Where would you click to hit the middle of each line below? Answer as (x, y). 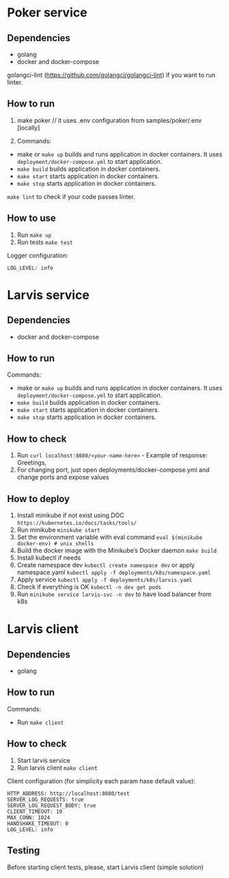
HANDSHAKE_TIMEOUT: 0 (38, 823)
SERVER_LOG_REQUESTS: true (45, 799)
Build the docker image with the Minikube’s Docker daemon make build (117, 551)
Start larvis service (43, 760)
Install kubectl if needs (49, 558)
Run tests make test (45, 242)
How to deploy (39, 499)
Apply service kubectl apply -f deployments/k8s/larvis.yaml (105, 580)
